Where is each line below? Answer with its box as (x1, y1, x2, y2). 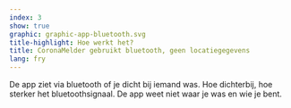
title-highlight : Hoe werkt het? (9, 37, 134, 47)
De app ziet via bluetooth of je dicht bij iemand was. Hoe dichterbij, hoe (9, 79, 273, 89)
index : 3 (9, 12, 42, 22)
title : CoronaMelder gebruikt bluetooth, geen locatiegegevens (9, 46, 251, 55)
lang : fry (9, 54, 47, 63)
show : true (9, 21, 50, 30)
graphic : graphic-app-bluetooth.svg (9, 29, 146, 38)
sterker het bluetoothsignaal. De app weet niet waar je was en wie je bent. (9, 88, 282, 99)
